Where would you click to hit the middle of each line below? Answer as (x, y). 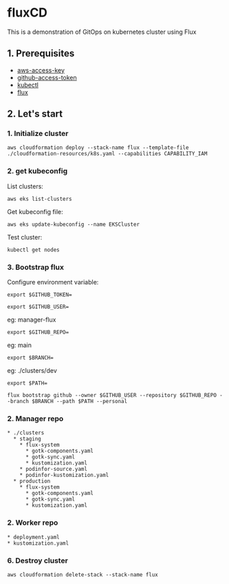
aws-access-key (41, 70)
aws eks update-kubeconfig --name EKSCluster (73, 224)
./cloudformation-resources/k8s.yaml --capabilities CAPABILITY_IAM (107, 154)
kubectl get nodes (33, 250)
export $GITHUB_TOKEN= (40, 295)
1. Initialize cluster (38, 134)
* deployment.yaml (33, 537)
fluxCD (28, 13)
